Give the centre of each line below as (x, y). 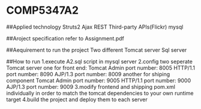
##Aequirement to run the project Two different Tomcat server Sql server (97, 50)
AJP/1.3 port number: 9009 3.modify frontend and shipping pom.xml (91, 86)
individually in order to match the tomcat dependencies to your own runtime (100, 93)
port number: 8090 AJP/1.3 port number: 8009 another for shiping (88, 74)
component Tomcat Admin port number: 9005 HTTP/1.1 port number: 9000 (98, 80)
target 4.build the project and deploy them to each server (77, 99)
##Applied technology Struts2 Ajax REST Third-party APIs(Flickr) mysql (95, 27)
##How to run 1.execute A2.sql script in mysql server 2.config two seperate (100, 61)
